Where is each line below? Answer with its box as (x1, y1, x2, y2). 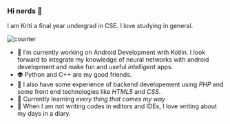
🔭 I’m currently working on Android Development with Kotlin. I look (17, 48, 206, 57)
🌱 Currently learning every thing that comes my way (17, 95, 165, 103)
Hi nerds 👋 (7, 6, 43, 16)
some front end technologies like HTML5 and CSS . (17, 88, 161, 96)
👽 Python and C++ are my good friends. (17, 71, 132, 79)
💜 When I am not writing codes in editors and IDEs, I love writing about (17, 102, 217, 110)
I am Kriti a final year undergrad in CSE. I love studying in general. (7, 22, 194, 30)
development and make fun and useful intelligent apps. (17, 63, 174, 71)
